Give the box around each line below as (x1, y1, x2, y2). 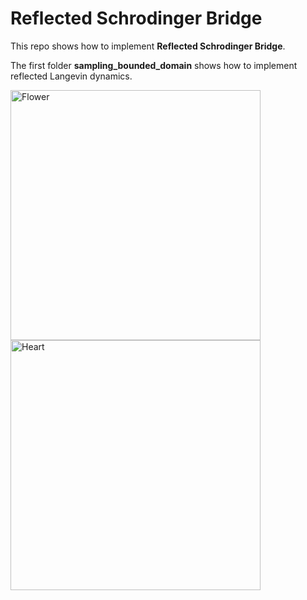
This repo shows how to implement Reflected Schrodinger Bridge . (10, 40, 286, 52)
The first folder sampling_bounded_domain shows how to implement (10, 59, 298, 71)
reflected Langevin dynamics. (10, 70, 133, 82)
